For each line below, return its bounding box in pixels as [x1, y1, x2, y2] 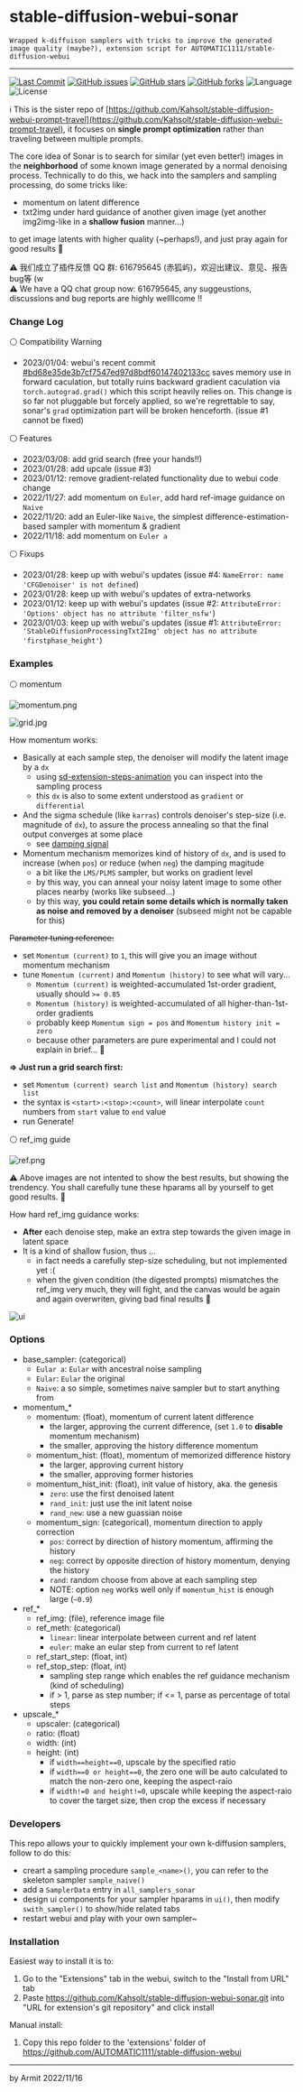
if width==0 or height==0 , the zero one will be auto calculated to [49, 1766, 289, 1777]
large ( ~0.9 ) [49, 1593, 93, 1604]
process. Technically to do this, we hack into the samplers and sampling [9, 170, 277, 181]
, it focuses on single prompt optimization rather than [62, 124, 264, 134]
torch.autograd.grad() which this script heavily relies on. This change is [22, 386, 293, 397]
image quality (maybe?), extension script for [9, 43, 188, 53]
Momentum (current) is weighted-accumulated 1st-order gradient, [35, 978, 277, 989]
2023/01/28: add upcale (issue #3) [22, 463, 151, 475]
